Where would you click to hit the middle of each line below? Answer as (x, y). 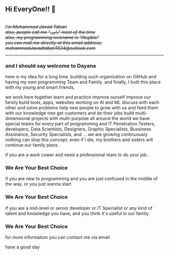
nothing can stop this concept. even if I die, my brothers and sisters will (79, 140)
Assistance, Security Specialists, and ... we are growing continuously (76, 135)
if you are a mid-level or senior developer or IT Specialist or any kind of (79, 208)
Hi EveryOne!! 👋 (31, 9)
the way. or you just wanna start (38, 184)
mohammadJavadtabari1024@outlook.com (50, 48)
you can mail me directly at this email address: (54, 43)
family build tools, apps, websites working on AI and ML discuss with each (82, 102)
